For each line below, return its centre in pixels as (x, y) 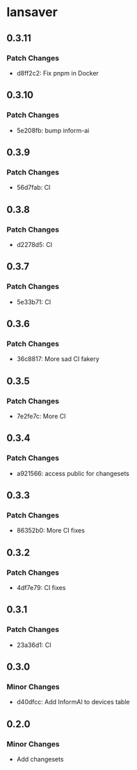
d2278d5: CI (34, 244)
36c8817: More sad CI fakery (58, 359)
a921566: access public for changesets (73, 473)
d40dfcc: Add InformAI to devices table (73, 702)
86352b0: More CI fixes (50, 531)
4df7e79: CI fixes (41, 588)
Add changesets (40, 759)
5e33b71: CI (34, 302)
